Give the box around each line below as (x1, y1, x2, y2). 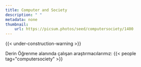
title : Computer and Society (5, 7, 67, 13)
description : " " (5, 12, 42, 17)
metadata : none (5, 17, 38, 22)
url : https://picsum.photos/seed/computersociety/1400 (14, 27, 134, 32)
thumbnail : (5, 21, 29, 27)
